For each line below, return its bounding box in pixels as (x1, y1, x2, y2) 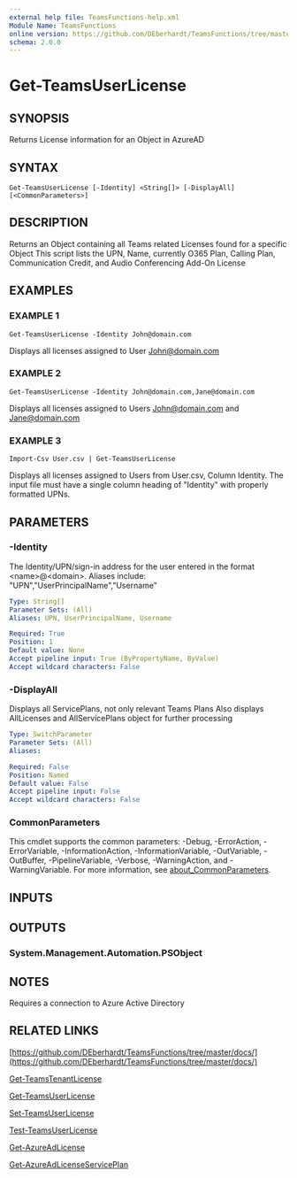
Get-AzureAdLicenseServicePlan (9, 1159, 129, 1169)
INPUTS (9, 890, 53, 905)
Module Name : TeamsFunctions (9, 21, 117, 30)
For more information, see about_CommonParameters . (73, 865, 271, 875)
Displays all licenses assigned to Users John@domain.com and (9, 403, 240, 413)
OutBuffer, (9, 855, 47, 866)
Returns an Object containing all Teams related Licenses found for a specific (9, 238, 287, 249)
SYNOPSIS (9, 111, 70, 126)
